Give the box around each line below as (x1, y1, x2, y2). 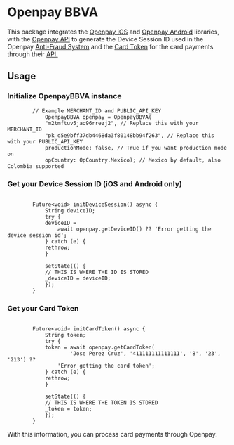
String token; (44, 332, 86, 339)
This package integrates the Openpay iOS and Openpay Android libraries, (7, 27, 219, 36)
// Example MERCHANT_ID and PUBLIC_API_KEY (32, 107, 161, 115)
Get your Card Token (7, 303, 79, 313)
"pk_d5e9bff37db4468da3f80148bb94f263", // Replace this (44, 131, 215, 139)
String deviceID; (44, 207, 96, 214)
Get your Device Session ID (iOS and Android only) (7, 179, 182, 188)
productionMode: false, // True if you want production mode (44, 144, 228, 151)
